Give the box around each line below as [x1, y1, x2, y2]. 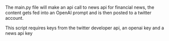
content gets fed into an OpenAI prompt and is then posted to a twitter [5, 10, 152, 16]
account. [5, 15, 24, 21]
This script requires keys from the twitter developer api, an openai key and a [5, 25, 164, 31]
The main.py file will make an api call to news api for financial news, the [5, 5, 154, 10]
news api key [5, 30, 33, 36]
